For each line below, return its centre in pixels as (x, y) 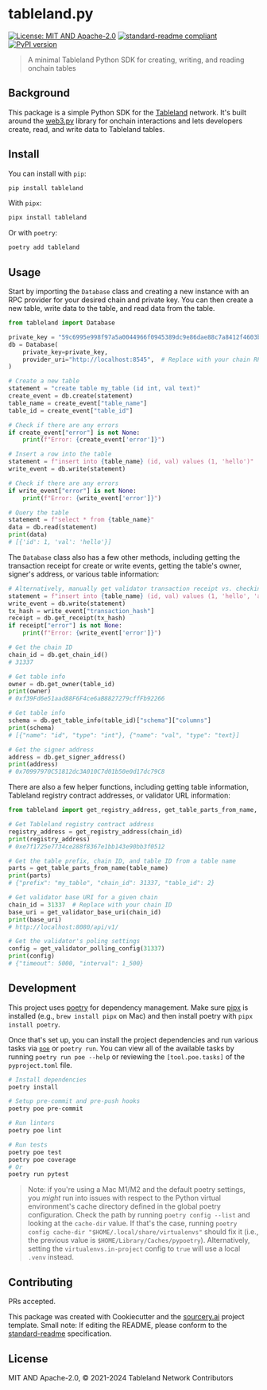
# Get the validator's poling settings (74, 942)
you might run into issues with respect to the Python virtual (124, 1198)
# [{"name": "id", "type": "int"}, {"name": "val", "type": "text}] (124, 735)
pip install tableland (46, 188)
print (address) (33, 764)
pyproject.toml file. (41, 1065)
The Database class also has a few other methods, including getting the (124, 557)
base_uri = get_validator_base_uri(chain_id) (85, 912)
